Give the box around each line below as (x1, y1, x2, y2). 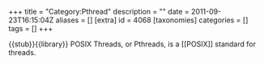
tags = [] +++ (8, 24, 53, 33)
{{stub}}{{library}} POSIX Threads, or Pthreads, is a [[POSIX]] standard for (8, 39, 257, 49)
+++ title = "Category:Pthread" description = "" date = (8, 7, 190, 16)
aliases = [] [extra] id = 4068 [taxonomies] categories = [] (55, 15, 249, 25)
